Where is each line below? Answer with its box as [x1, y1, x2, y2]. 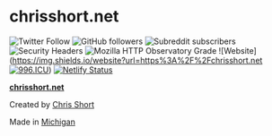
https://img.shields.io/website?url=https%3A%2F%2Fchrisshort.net [12, 55, 263, 65]
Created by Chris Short [9, 98, 95, 109]
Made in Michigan [9, 116, 76, 127]
